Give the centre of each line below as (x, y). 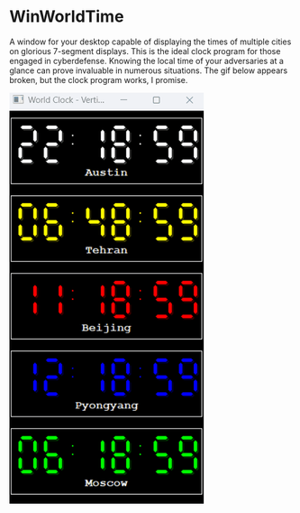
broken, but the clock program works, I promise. (99, 79)
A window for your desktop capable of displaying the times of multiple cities (150, 42)
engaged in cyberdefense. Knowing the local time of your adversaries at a (146, 61)
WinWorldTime (67, 17)
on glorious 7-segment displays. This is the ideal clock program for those (145, 51)
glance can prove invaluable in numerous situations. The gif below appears (149, 70)
